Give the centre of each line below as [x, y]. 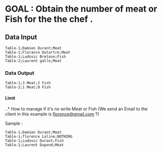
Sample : [14, 123]
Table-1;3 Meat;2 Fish [28, 83]
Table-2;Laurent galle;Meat [33, 61]
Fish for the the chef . [49, 19]
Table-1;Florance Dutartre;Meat [38, 52]
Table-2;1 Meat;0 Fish [28, 87]
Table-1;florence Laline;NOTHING [39, 137]
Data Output [20, 73]
